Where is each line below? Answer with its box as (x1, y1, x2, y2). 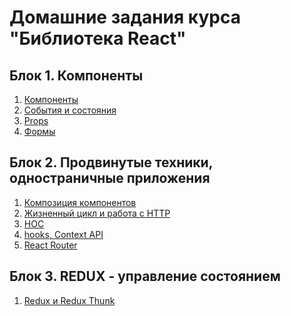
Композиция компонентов (23, 196, 137, 208)
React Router (23, 239, 78, 251)
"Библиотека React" (9, 27, 187, 50)
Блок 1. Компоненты (9, 67, 144, 84)
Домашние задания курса (9, 6, 241, 29)
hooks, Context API (23, 228, 104, 240)
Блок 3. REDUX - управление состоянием (9, 268, 281, 285)
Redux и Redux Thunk (23, 294, 116, 306)
